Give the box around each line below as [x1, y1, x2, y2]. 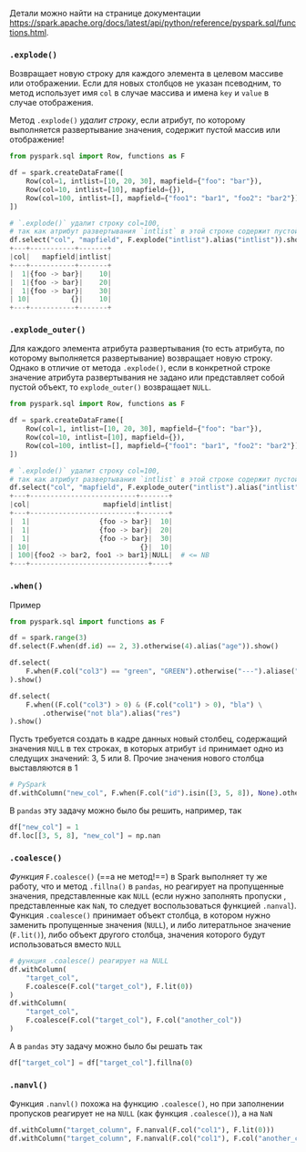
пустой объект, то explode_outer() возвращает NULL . [9, 382, 212, 392]
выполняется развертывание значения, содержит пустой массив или [9, 125, 280, 136]
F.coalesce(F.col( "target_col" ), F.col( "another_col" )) [25, 1015, 243, 1025]
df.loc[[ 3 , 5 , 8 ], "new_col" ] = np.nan [9, 831, 161, 841]
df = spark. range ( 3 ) [9, 633, 88, 643]
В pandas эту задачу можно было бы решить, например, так [9, 805, 242, 816]
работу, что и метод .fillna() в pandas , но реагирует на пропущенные [9, 881, 284, 892]
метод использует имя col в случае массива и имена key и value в [9, 87, 270, 98]
